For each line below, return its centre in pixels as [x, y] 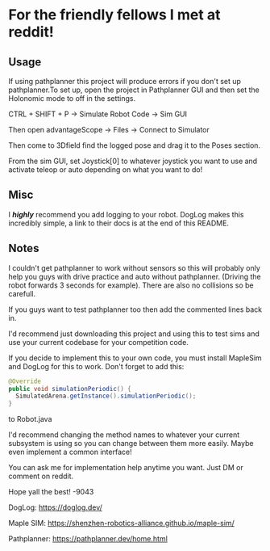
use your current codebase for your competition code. [99, 342]
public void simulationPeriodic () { [70, 389]
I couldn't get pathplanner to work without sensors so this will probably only [134, 267]
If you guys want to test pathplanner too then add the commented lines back [135, 309]
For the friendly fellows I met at [114, 15]
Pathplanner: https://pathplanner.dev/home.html [88, 539]
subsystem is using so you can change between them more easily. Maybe [131, 444]
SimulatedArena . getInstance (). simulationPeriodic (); [106, 396]
